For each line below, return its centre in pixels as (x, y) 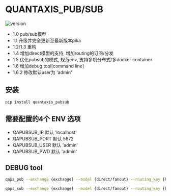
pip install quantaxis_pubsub (37, 102)
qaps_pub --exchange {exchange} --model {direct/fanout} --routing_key (83, 180)
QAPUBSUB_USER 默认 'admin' (45, 145)
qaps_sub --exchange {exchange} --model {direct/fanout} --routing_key (83, 189)
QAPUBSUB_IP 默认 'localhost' (45, 132)
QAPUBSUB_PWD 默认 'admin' (45, 151)
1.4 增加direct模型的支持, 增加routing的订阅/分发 (63, 53)
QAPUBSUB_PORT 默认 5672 (43, 138)
